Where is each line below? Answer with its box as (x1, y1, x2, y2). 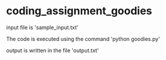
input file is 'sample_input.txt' (6, 24, 79, 31)
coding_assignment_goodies (6, 4, 152, 18)
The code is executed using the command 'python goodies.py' (6, 35, 160, 42)
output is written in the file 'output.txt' (6, 46, 99, 54)
